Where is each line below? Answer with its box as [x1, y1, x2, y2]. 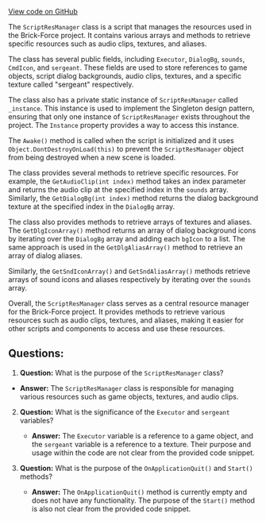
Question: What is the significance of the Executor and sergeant [19, 407, 230, 416]
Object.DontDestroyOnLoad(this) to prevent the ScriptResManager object [8, 145, 245, 153]
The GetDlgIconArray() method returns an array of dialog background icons [8, 226, 256, 235]
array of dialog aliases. [8, 251, 83, 260]
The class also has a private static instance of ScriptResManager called [8, 95, 238, 104]
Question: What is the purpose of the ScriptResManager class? [19, 368, 224, 377]
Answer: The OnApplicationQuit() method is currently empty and [31, 487, 248, 496]
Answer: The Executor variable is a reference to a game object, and [31, 430, 254, 440]
